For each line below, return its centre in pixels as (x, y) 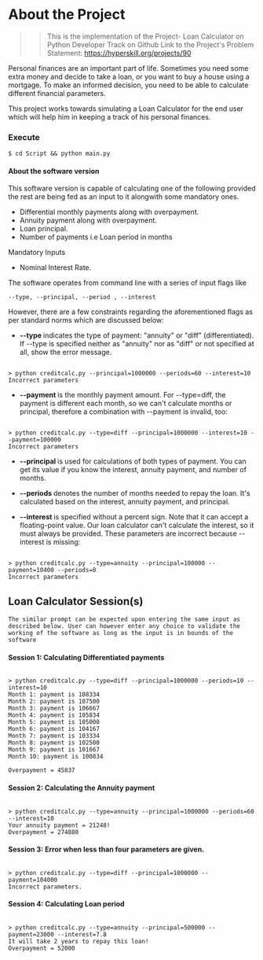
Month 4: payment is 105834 (54, 715)
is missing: (63, 542)
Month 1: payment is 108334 (54, 695)
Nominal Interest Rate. (55, 268)
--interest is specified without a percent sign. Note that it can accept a (134, 517)
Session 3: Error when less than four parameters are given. (106, 849)
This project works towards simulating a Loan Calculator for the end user (126, 109)
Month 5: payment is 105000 (54, 722)
